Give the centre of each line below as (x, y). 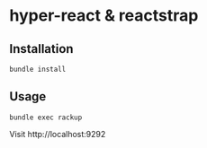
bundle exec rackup (46, 118)
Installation (41, 49)
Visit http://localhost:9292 (58, 134)
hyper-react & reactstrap (104, 16)
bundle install (38, 69)
